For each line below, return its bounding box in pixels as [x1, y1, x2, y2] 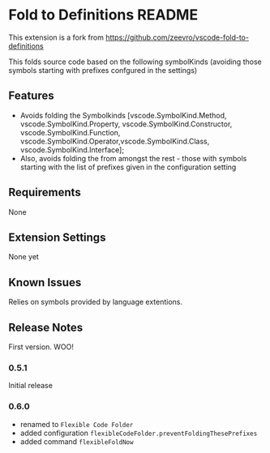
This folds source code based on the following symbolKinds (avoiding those [8, 57, 262, 66]
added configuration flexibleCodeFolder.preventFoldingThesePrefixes [19, 428, 258, 438]
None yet [8, 252, 39, 262]
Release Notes [8, 320, 84, 334]
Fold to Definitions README [8, 6, 199, 24]
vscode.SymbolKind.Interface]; [19, 144, 124, 155]
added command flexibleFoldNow [19, 436, 134, 447]
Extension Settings [8, 230, 106, 244]
